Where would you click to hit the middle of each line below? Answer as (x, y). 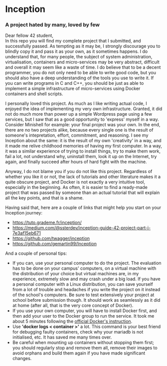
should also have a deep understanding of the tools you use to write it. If (80, 78)
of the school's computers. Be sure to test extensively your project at (83, 295)
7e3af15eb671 (26, 233)
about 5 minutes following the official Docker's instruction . (72, 321)
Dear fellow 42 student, (29, 35)
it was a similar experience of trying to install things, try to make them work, (83, 151)
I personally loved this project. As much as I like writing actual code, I (76, 104)
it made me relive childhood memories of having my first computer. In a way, (84, 146)
